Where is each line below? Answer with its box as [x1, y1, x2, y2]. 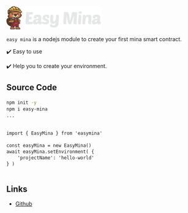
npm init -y [6, 99, 37, 106]
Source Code [6, 82, 57, 93]
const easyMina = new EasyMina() [6, 142, 92, 149]
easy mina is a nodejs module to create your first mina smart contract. [6, 36, 182, 42]
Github [15, 200, 32, 207]
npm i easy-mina [6, 106, 48, 112]
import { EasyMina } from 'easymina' [6, 130, 103, 137]
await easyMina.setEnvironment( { [6, 149, 95, 155]
